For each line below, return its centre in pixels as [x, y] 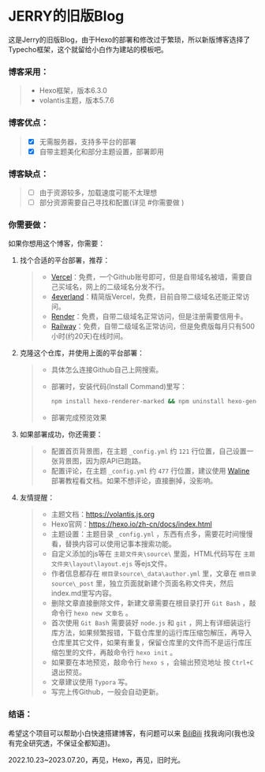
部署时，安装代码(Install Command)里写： [119, 387]
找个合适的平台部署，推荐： [65, 260]
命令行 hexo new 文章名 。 [91, 613]
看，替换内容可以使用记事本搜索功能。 [113, 544]
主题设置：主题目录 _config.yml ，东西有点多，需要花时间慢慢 [152, 534]
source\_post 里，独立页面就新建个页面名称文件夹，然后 [142, 583]
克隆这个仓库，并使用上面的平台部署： [82, 353]
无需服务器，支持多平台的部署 [88, 141]
